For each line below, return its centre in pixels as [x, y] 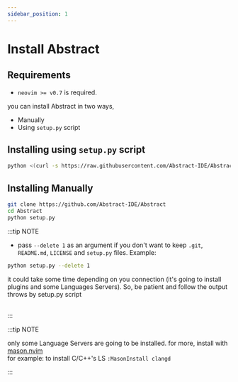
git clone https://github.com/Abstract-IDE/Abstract [87, 204]
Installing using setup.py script [76, 150]
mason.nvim [25, 350]
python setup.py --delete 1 [49, 266]
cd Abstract [25, 211]
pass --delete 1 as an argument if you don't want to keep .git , [110, 245]
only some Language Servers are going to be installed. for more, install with [118, 343]
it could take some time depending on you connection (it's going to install [114, 279]
